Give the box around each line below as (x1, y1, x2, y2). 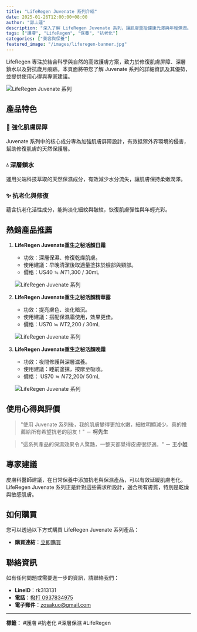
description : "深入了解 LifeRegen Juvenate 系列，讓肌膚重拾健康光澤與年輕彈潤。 (6, 25, 192, 31)
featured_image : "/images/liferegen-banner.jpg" (6, 42, 127, 48)
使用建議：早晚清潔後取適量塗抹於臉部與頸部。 (23, 261, 137, 268)
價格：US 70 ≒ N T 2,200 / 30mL (23, 320, 100, 327)
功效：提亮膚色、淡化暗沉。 (23, 306, 91, 313)
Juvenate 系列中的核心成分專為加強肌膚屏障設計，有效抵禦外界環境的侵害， (6, 137, 189, 144)
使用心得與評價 (6, 404, 60, 414)
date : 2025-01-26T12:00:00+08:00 (6, 14, 88, 20)
